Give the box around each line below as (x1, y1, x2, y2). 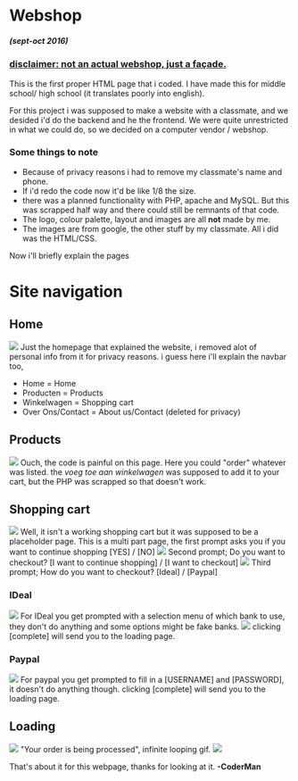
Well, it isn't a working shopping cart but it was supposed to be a (20, 527, 259, 537)
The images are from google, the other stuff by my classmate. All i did (21, 223, 279, 234)
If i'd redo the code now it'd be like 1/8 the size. (21, 185, 196, 196)
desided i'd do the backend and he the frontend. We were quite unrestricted (9, 114, 288, 125)
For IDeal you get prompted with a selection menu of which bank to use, (20, 611, 286, 621)
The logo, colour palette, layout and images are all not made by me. (21, 213, 271, 224)
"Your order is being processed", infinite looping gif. (20, 744, 211, 754)
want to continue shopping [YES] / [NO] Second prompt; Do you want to (9, 546, 286, 558)
